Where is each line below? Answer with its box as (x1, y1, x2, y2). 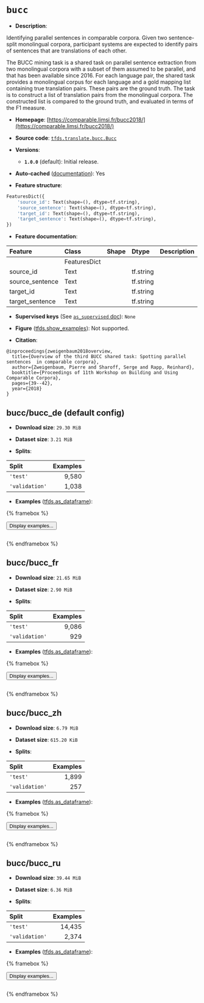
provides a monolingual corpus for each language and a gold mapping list (6, 78, 191, 85)
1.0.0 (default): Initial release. (24, 157, 99, 165)
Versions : (15, 146, 41, 153)
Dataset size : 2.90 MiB (15, 586, 72, 593)
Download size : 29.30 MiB (15, 424, 81, 431)
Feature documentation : (15, 233, 78, 240)
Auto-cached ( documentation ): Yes (15, 170, 105, 177)
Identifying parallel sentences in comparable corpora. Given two (6, 34, 167, 41)
